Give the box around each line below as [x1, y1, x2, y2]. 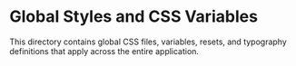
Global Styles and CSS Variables [9, 6, 259, 27]
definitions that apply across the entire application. [9, 45, 200, 56]
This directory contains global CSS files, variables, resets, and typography [9, 36, 288, 47]
